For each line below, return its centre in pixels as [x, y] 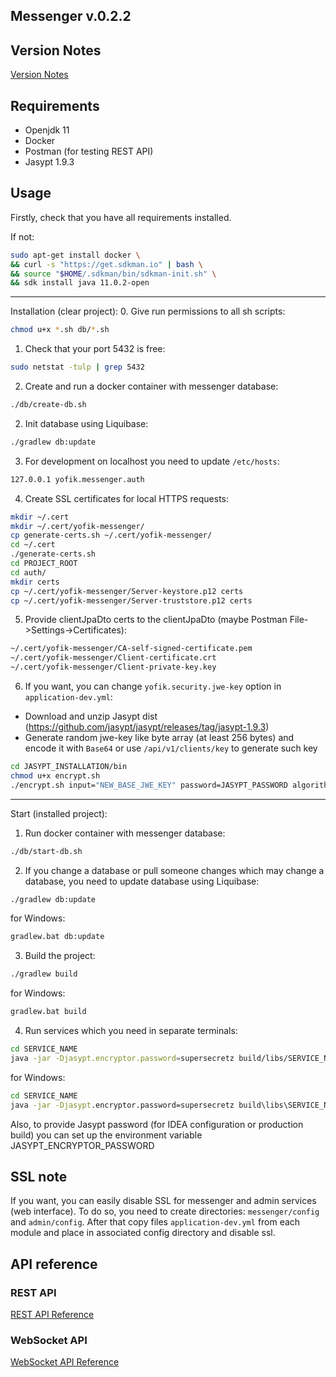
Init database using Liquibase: [86, 423]
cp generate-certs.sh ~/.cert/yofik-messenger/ [111, 535]
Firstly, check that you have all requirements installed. [121, 217]
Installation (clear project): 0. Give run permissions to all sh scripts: [148, 311]
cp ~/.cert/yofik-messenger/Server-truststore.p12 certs [131, 600]
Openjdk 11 [47, 130]
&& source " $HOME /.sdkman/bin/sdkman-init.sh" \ [113, 274]
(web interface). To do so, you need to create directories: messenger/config [165, 1211]
